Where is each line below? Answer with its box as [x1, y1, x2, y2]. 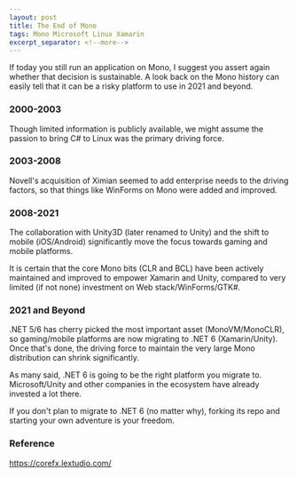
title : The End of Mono [9, 21, 98, 30]
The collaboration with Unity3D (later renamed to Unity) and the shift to [9, 227, 270, 238]
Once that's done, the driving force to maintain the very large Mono [9, 343, 255, 354]
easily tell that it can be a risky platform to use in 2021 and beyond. [9, 81, 254, 91]
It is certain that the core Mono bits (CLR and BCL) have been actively [9, 263, 264, 274]
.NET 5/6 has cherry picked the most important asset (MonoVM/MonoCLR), [9, 324, 285, 335]
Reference [9, 437, 55, 449]
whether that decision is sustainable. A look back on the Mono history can [9, 72, 280, 83]
